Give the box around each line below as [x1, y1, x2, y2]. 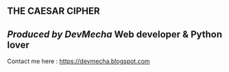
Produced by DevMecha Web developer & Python [7, 29, 223, 40]
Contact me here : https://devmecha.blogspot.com [7, 57, 150, 65]
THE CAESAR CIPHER [7, 5, 100, 17]
